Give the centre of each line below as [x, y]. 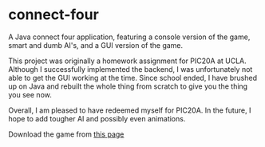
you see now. [30, 94]
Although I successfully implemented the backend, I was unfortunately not [131, 69]
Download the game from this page [66, 134]
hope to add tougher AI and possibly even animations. [97, 118]
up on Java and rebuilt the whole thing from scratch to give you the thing [128, 86]
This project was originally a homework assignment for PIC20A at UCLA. [128, 61]
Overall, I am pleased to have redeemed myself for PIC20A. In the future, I [130, 110]
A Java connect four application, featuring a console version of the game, [129, 37]
